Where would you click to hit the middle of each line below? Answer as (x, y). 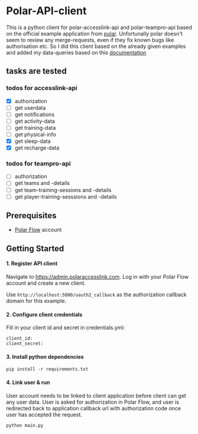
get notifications (35, 114)
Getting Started (35, 248)
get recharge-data (37, 148)
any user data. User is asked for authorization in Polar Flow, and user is (92, 402)
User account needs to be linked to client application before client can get (96, 395)
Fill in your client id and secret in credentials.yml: (66, 328)
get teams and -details (42, 183)
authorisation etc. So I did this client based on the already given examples (96, 46)
